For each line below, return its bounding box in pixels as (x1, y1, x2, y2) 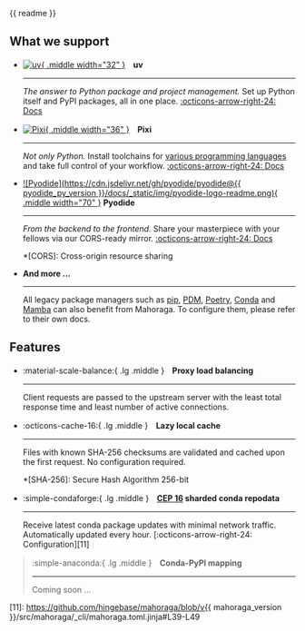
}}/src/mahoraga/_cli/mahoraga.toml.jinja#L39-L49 (9, 611, 201, 622)
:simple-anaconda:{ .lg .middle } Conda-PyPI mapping (31, 557, 242, 568)
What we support (9, 34, 110, 49)
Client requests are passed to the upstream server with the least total (22, 391, 281, 402)
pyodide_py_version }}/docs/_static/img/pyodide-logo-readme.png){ (22, 187, 279, 198)
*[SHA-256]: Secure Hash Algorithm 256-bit (22, 474, 189, 485)
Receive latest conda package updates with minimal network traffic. (22, 519, 277, 530)
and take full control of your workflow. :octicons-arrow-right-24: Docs (22, 160, 284, 171)
